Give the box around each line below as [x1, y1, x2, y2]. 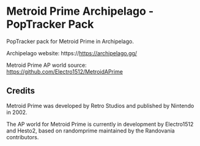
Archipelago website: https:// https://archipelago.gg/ [6, 49, 138, 56]
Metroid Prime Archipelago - [6, 4, 154, 18]
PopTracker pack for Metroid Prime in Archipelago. [6, 37, 135, 45]
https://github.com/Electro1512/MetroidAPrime [6, 67, 124, 75]
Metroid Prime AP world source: [6, 61, 87, 69]
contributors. [6, 133, 39, 140]
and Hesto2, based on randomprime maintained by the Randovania [6, 127, 176, 134]
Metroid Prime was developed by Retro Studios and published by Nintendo [6, 102, 194, 109]
